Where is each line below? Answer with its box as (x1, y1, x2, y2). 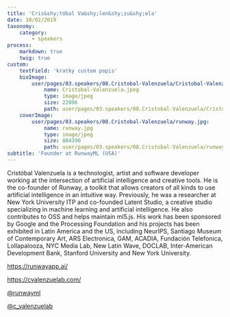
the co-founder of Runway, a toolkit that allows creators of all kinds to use (7, 183, 216, 192)
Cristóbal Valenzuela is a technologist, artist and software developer (7, 168, 200, 177)
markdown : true (19, 49, 63, 55)
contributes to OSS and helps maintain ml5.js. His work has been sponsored (7, 212, 221, 220)
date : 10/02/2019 (7, 16, 57, 23)
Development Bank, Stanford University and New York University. (7, 249, 192, 257)
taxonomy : (7, 23, 36, 29)
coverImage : (19, 112, 53, 118)
